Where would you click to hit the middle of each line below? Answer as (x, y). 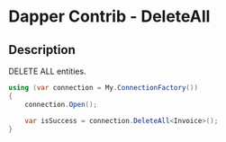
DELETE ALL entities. (47, 71)
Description (42, 50)
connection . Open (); (61, 104)
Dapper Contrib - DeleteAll (109, 17)
